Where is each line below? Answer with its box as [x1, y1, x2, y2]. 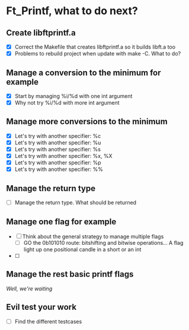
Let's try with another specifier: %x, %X [14, 153, 113, 160]
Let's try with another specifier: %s [14, 146, 101, 153]
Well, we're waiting [6, 285, 53, 292]
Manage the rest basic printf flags [6, 269, 134, 279]
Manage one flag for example [6, 216, 117, 227]
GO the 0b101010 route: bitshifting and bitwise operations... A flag [23, 239, 184, 246]
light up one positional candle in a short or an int [23, 246, 142, 253]
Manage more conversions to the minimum [6, 117, 168, 127]
